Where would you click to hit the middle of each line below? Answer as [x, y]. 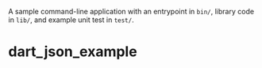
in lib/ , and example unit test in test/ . [71, 20]
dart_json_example [73, 52]
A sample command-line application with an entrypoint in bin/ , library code [131, 11]
